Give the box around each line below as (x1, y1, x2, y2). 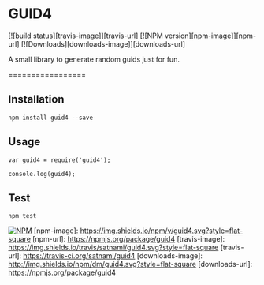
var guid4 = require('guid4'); (8, 156, 111, 164)
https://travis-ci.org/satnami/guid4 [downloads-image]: (23, 251, 203, 261)
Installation (8, 92, 65, 107)
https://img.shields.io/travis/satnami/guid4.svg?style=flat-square (8, 242, 219, 253)
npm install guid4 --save (8, 114, 93, 122)
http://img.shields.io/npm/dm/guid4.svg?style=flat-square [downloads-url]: (8, 260, 253, 269)
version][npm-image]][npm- (164, 31, 257, 40)
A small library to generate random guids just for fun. (8, 54, 180, 64)
